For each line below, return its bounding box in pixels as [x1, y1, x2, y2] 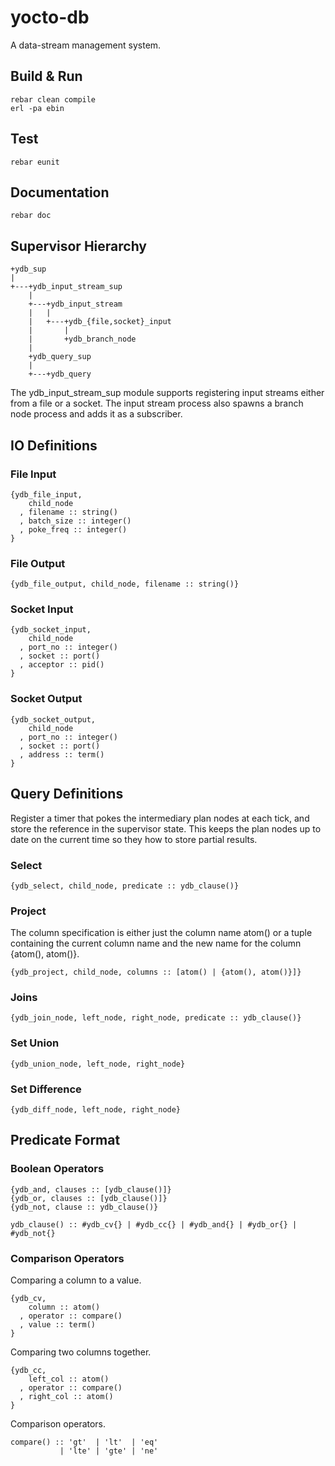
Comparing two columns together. [10, 1346, 152, 1358]
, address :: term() [19, 749, 105, 760]
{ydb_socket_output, [10, 714, 97, 725]
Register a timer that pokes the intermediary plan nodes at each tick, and [10, 812, 310, 824]
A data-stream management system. [10, 39, 162, 51]
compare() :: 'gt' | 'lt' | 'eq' [10, 1437, 159, 1448]
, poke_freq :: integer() [19, 524, 128, 535]
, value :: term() [19, 1320, 97, 1330]
